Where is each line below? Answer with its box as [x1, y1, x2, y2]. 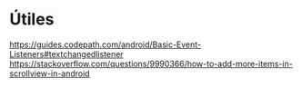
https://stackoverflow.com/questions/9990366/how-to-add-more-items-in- [9, 58, 293, 69]
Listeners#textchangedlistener [9, 48, 125, 59]
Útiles [9, 9, 55, 30]
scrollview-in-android [9, 68, 90, 79]
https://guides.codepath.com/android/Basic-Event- [9, 39, 202, 50]
